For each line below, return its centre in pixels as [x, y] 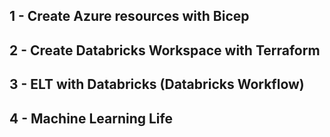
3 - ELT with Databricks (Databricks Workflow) [157, 84]
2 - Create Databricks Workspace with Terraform [165, 50]
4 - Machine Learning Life [91, 118]
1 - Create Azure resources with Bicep [129, 16]
